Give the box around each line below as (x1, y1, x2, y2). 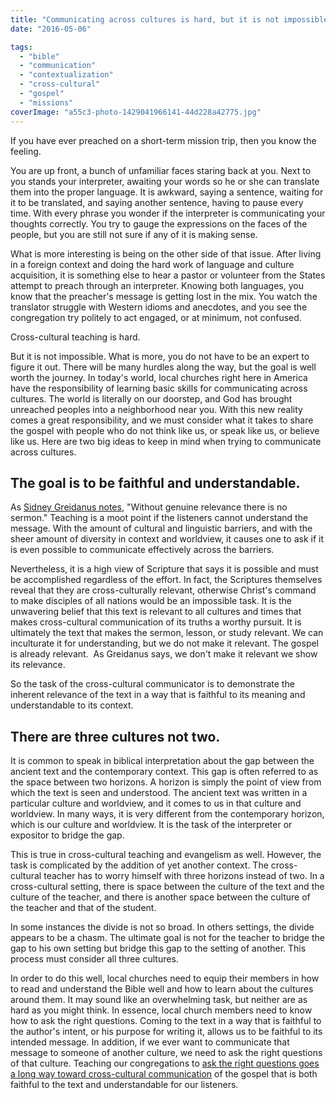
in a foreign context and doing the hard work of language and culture (10, 258, 295, 270)
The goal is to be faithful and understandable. (10, 474, 301, 491)
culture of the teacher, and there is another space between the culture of (10, 891, 311, 903)
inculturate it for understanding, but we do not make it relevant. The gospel (10, 637, 320, 650)
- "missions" (19, 97, 74, 108)
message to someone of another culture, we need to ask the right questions (10, 1047, 323, 1059)
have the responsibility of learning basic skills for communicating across (10, 382, 308, 394)
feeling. (10, 145, 42, 157)
